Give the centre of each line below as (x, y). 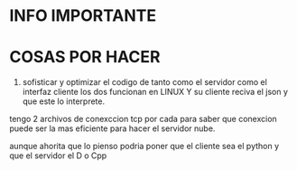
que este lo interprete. (64, 101)
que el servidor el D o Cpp (58, 156)
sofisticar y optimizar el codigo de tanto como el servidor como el (145, 82)
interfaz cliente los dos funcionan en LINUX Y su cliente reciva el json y (155, 92)
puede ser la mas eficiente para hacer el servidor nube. (112, 128)
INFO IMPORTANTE (83, 16)
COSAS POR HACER (85, 57)
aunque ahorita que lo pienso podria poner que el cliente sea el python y (144, 146)
